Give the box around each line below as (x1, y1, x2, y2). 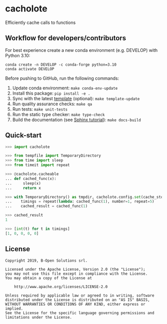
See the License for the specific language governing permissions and (5, 310, 155, 316)
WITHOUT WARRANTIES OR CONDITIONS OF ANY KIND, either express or (5, 302, 146, 307)
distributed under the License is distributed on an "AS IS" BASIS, (5, 297, 150, 302)
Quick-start (5, 131, 42, 140)
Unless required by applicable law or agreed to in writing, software (5, 293, 155, 298)
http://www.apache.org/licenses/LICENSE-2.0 (14, 284, 108, 289)
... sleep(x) (5, 180, 41, 186)
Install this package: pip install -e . (12, 90, 90, 96)
